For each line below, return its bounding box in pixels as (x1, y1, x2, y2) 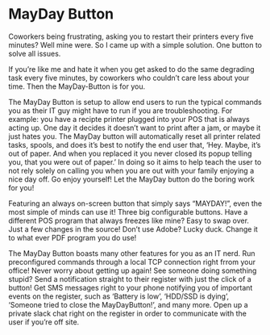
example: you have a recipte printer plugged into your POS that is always (8, 114, 250, 124)
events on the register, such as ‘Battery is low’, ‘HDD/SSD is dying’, (8, 291, 230, 301)
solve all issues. (8, 48, 61, 58)
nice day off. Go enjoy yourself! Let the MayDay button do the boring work (8, 174, 255, 184)
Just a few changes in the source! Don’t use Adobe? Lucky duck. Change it (8, 224, 258, 234)
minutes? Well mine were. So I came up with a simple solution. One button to (8, 40, 262, 49)
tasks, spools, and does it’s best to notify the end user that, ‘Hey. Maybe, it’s (8, 140, 261, 149)
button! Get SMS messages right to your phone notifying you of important (8, 283, 253, 292)
